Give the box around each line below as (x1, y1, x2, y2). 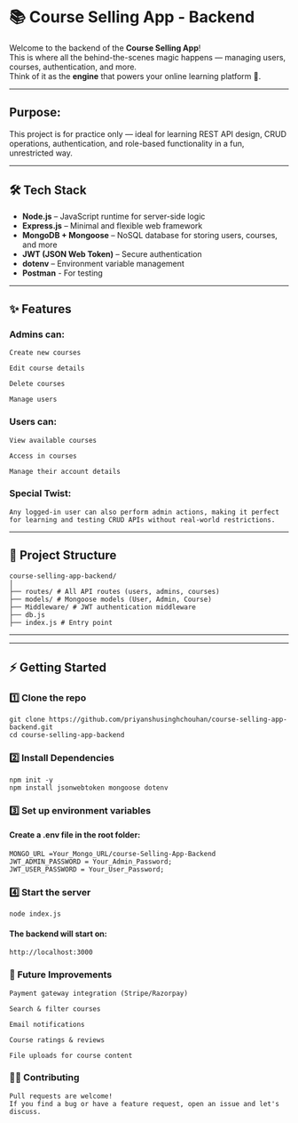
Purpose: (9, 105, 61, 120)
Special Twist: (9, 487, 72, 500)
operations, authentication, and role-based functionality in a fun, (9, 138, 245, 148)
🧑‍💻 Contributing (9, 1071, 80, 1084)
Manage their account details (9, 467, 122, 476)
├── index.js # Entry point (9, 618, 114, 627)
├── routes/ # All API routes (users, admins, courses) (9, 587, 220, 596)
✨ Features (9, 301, 72, 317)
